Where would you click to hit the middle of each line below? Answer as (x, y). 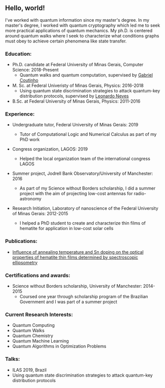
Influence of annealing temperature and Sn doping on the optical (78, 252)
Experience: (20, 114)
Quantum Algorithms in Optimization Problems (59, 346)
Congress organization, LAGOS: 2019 (50, 149)
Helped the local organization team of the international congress (85, 159)
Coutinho (29, 80)
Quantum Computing (33, 325)
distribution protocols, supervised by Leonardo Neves (74, 96)
